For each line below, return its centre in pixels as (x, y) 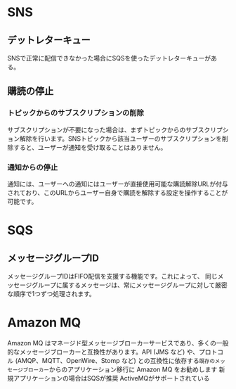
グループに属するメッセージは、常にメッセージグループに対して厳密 (130, 285)
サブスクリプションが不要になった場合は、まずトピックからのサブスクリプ (115, 129)
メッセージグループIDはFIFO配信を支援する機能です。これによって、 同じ (112, 276)
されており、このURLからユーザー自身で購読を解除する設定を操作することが (118, 192)
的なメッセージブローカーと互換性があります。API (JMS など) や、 (103, 352)
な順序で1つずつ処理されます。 (52, 293)
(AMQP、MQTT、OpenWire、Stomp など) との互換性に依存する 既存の (115, 360)
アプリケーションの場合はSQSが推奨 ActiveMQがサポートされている (111, 378)
